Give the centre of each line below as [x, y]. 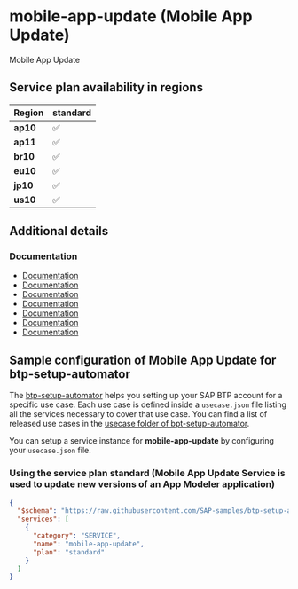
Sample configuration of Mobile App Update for [143, 360]
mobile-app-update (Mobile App [131, 16]
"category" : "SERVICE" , [77, 536]
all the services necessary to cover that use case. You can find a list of [138, 414]
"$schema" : [37, 511]
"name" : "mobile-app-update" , [88, 544]
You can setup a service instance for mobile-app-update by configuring [142, 441]
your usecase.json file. [50, 451]
